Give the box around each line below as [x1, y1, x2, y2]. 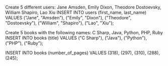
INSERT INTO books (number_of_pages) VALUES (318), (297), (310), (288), [5, 50, 160, 56]
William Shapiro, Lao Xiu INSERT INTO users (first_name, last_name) [5, 9, 147, 15]
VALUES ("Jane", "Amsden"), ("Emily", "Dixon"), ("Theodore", [5, 15, 132, 20]
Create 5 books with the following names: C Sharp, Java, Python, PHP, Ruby [5, 30, 163, 35]
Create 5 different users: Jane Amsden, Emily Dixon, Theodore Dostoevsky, [5, 4, 162, 10]
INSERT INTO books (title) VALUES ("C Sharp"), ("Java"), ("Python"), [5, 35, 147, 41]
